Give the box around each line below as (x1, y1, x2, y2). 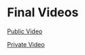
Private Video (7, 40, 46, 48)
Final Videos (7, 5, 79, 20)
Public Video (7, 27, 43, 35)
